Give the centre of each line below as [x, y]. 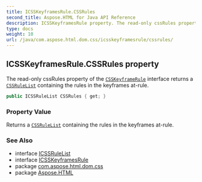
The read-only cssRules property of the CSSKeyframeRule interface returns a [100, 78]
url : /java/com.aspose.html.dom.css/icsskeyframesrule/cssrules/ [90, 40]
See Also [20, 140]
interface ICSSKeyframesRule [52, 160]
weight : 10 [20, 34]
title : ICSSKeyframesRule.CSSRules [51, 12]
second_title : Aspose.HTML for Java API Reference [71, 17]
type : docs [20, 29]
